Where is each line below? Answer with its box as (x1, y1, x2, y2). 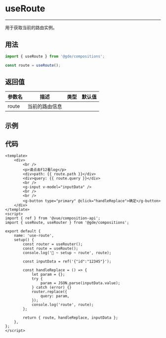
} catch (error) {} (31, 285, 72, 290)
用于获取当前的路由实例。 (5, 24, 57, 30)
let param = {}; (31, 272, 65, 277)
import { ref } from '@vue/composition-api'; (5, 215, 100, 220)
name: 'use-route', (14, 233, 54, 238)
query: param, (40, 294, 70, 298)
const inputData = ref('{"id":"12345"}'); (23, 259, 112, 264)
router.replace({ (31, 289, 68, 294)
